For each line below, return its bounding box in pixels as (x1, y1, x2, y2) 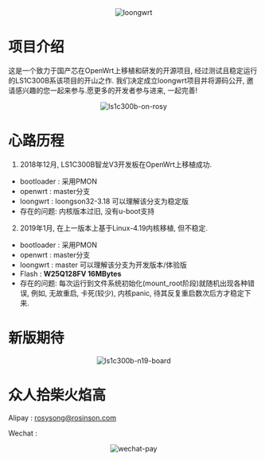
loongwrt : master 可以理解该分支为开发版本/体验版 (19, 260, 187, 269)
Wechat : (8, 428, 37, 438)
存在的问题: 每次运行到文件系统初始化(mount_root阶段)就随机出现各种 (19, 278, 248, 288)
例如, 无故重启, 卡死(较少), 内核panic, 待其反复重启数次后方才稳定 (30, 288, 245, 297)
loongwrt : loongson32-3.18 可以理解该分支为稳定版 (19, 196, 189, 206)
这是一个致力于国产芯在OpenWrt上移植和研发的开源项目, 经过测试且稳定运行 (8, 65, 258, 75)
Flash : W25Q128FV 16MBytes (19, 269, 122, 278)
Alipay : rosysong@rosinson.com (8, 413, 117, 422)
